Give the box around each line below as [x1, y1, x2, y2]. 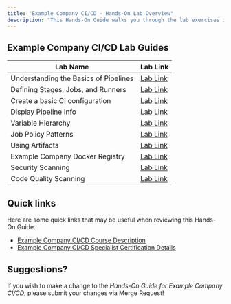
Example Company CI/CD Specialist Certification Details [16, 244, 177, 252]
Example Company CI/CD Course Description [16, 236, 146, 244]
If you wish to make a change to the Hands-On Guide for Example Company [7, 281, 223, 290]
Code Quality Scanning [10, 174, 85, 184]
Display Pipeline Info [10, 107, 77, 117]
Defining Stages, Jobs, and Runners [10, 85, 126, 95]
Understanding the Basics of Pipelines [10, 73, 134, 83]
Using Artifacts [10, 141, 59, 150]
